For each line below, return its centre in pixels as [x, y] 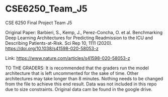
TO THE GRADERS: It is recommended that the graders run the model [77, 68]
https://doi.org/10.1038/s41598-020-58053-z [52, 48]
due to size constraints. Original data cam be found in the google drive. [79, 89]
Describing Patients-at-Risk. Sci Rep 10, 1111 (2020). [59, 43]
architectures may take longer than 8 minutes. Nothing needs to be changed [84, 78]
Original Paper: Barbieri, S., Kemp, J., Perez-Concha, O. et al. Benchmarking [84, 32]
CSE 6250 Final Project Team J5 [39, 23]
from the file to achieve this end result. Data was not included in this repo [81, 84]
